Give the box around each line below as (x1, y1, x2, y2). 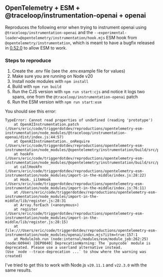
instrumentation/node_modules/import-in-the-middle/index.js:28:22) (5, 173, 147, 178)
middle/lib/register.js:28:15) (5, 220, 68, 225)
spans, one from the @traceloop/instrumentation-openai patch (12, 94, 138, 100)
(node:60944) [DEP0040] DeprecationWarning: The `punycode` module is (5, 241, 151, 246)
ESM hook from (106, 34, 137, 40)
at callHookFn (14, 164, 42, 169)
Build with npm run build (12, 83, 62, 89)
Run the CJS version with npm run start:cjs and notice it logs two (12, 89, 145, 95)
